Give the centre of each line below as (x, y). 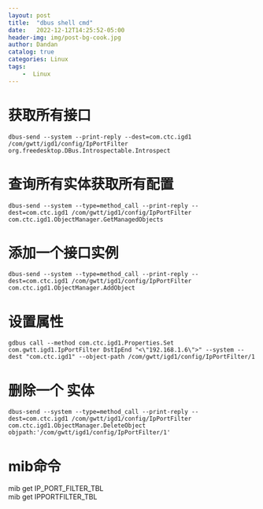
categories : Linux (38, 60)
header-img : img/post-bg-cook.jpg (65, 37)
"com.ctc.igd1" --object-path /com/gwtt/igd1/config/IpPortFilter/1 (141, 357)
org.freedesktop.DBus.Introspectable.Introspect (89, 150)
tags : (17, 67)
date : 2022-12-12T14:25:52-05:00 (67, 30)
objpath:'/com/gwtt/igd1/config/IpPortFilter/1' (89, 433)
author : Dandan (33, 45)
